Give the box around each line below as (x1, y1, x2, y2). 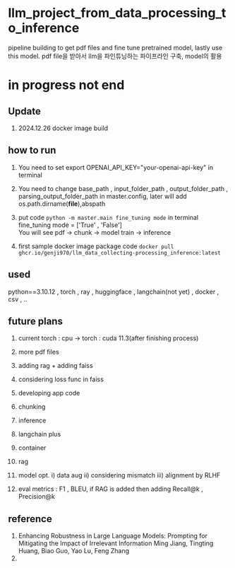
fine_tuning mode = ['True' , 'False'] (18, 221, 123, 229)
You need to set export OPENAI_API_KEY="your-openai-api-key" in (18, 163, 214, 171)
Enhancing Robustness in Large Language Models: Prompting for (18, 532, 207, 540)
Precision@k (18, 492, 55, 501)
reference (8, 513, 52, 525)
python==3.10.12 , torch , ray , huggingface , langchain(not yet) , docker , (8, 287, 219, 296)
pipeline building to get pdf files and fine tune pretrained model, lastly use (8, 43, 223, 52)
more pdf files (18, 348, 59, 357)
